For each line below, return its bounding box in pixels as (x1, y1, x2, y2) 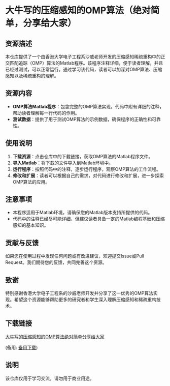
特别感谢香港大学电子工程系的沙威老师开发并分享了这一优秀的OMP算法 (5, 290, 154, 296)
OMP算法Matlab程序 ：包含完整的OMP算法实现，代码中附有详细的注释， (12, 103, 164, 109)
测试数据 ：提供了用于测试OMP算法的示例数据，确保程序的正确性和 (12, 116, 152, 122)
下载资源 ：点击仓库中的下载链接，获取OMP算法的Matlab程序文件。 (12, 153, 153, 159)
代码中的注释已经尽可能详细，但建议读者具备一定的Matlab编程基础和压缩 (12, 216, 165, 222)
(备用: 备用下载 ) (5, 344, 38, 350)
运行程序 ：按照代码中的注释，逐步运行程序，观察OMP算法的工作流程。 (12, 166, 161, 172)
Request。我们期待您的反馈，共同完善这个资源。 (5, 259, 107, 265)
